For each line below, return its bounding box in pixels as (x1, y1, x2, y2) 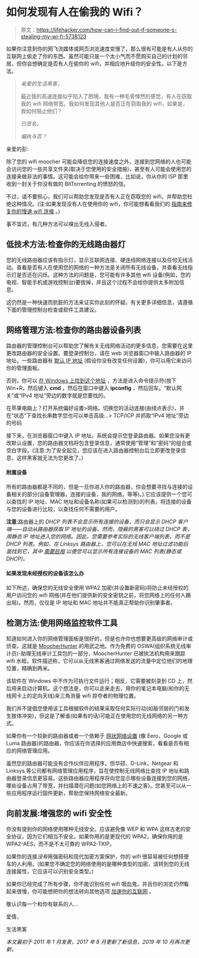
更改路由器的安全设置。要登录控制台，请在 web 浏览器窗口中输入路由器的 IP (6, 349, 192, 356)
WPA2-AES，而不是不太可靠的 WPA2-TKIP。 (6, 840, 115, 847)
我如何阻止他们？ (20, 108, 63, 115)
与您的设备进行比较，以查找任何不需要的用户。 (6, 505, 120, 513)
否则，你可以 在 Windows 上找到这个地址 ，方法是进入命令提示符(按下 (6, 377, 176, 384)
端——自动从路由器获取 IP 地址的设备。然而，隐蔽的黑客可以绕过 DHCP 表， (6, 525, 192, 532)
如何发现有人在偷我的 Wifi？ (6, 5, 144, 19)
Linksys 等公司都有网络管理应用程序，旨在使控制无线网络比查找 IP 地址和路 (6, 767, 190, 774)
